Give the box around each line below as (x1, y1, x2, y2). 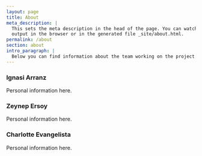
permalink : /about (6, 37, 52, 43)
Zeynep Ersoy (6, 101, 48, 110)
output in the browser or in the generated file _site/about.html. (11, 31, 185, 37)
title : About (6, 14, 39, 20)
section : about (6, 43, 44, 49)
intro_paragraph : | (6, 48, 55, 54)
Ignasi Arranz (6, 73, 47, 82)
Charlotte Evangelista (6, 130, 71, 139)
